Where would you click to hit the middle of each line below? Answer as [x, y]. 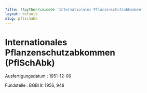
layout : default [21, 14]
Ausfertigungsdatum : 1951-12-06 [38, 76]
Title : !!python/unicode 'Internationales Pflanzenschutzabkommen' [74, 9]
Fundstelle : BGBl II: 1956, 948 [35, 85]
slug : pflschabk [21, 18]
